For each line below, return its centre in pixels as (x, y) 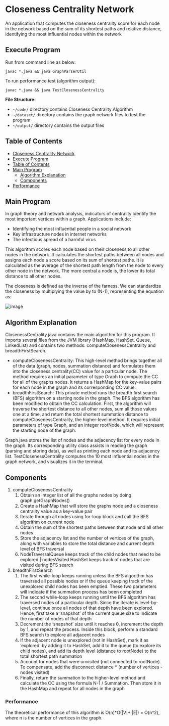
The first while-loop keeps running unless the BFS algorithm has (87, 576)
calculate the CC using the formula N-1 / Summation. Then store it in (91, 683)
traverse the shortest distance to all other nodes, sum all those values (84, 409)
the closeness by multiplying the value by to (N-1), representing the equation (84, 291)
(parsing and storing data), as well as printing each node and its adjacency (82, 451)
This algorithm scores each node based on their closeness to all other (77, 249)
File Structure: (21, 99)
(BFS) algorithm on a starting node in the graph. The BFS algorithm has (86, 398)
